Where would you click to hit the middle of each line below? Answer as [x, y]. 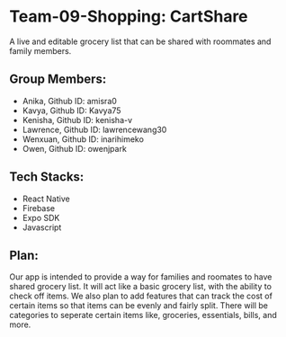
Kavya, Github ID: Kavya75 [71, 111]
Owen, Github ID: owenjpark [75, 148]
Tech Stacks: [47, 177]
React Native [46, 199]
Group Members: [58, 80]
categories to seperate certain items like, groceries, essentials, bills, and [143, 315]
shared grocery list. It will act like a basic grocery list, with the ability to [141, 287]
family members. [40, 50]
